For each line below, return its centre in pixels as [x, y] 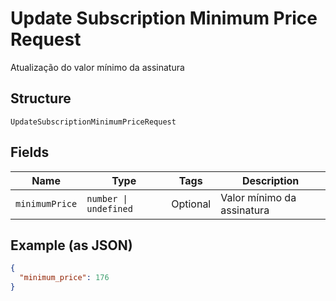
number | [107, 198]
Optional [191, 204]
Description [270, 180]
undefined [109, 208]
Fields [30, 152]
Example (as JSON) [71, 245]
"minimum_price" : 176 [64, 278]
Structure [41, 98]
